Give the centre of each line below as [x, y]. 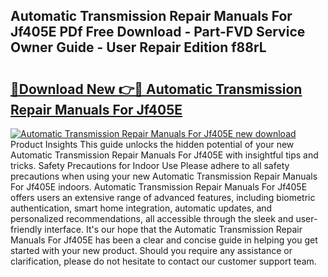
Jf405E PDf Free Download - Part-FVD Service [158, 32]
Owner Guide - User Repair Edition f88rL [138, 47]
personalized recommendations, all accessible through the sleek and [152, 218]
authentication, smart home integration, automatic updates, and [141, 208]
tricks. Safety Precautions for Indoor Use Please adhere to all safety [150, 165]
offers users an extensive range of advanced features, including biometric [163, 197]
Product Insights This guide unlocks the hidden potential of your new [152, 144]
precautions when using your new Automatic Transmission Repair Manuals [164, 176]
